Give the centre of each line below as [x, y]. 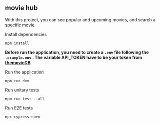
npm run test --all [25, 99]
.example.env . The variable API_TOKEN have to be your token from [74, 57]
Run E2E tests [19, 108]
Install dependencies [26, 34]
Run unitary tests [22, 90]
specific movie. [20, 25]
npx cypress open [23, 117]
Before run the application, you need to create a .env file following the [77, 52]
